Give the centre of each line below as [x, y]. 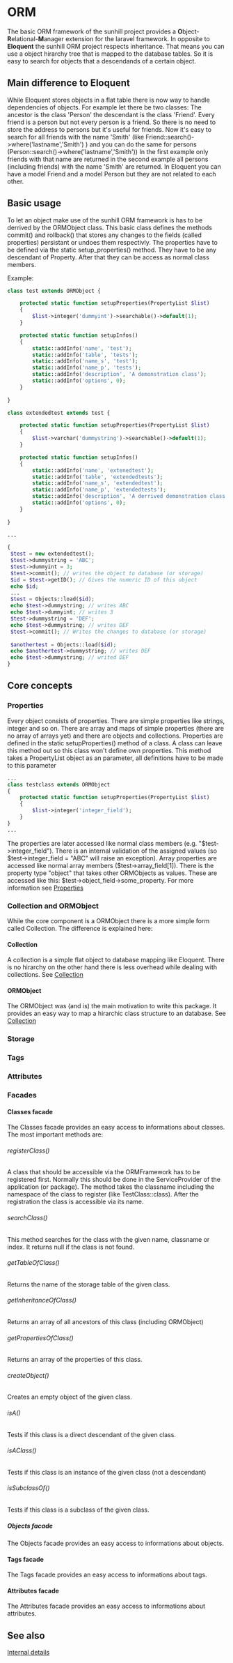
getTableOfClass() [34, 1263]
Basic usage [34, 203]
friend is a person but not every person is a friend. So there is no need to [112, 122]
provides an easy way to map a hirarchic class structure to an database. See [116, 1013]
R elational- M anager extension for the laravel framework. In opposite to [109, 38]
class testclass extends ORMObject [59, 784]
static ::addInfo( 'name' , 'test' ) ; [82, 348]
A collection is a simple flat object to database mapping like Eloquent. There [116, 960]
